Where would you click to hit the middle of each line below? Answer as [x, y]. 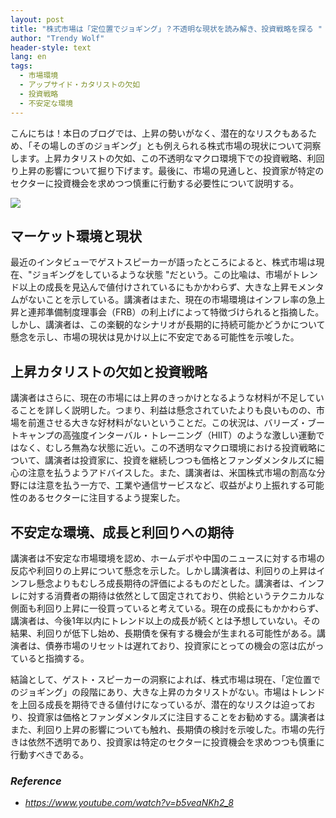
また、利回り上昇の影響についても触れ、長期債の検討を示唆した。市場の [159, 729]
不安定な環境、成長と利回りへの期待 [122, 532]
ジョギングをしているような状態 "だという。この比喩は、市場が [161, 275]
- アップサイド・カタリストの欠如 [80, 85]
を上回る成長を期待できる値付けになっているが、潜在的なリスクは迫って [158, 704]
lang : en [28, 57]
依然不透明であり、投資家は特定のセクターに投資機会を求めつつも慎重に [176, 742]
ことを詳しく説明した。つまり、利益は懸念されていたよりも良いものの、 [167, 410]
